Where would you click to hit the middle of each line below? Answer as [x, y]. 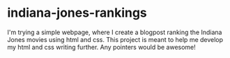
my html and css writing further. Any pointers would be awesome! [102, 47]
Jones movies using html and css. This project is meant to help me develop [115, 39]
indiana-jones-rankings [77, 13]
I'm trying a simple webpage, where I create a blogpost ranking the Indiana [115, 32]
